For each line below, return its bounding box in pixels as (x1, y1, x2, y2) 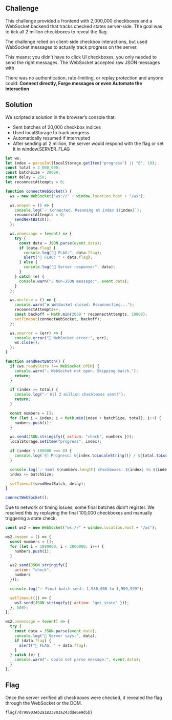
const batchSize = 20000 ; (5, 170, 60, 175)
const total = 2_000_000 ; (5, 165, 60, 171)
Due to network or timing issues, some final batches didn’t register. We (5, 504, 155, 510)
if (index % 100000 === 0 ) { (10, 448, 72, 454)
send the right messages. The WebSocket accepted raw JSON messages (5, 59, 160, 66)
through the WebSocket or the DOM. (5, 700, 82, 706)
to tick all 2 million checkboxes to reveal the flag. (5, 28, 109, 35)
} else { (18, 260, 38, 265)
